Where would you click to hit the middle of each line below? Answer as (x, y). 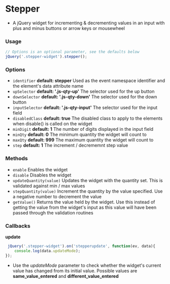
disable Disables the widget (42, 175)
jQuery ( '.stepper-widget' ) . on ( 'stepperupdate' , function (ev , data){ (81, 246)
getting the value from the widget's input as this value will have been (84, 207)
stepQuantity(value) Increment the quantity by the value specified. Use (88, 191)
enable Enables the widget (40, 169)
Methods (16, 159)
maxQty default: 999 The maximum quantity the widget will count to (83, 140)
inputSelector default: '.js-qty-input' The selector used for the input (85, 108)
